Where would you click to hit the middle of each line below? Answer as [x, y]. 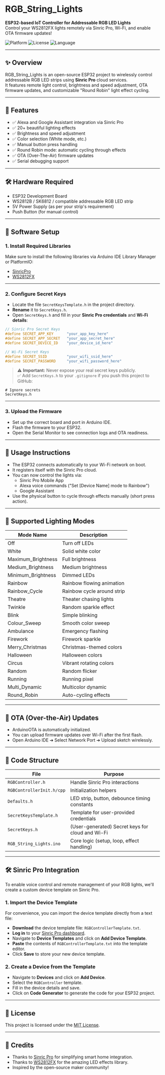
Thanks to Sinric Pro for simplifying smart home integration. [72, 1057]
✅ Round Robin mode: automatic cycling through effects [69, 150]
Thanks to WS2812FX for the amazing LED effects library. [70, 1062]
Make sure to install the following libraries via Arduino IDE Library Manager [81, 257]
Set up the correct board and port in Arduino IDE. [62, 422]
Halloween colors [82, 655]
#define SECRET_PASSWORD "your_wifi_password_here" [63, 361]
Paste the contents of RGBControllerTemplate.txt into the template [80, 944]
